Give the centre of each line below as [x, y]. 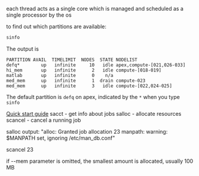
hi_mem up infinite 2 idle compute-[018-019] [84, 70]
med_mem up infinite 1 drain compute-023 [76, 81]
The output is [22, 49]
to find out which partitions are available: [56, 27]
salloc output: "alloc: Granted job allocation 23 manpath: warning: [87, 131]
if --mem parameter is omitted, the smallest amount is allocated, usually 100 [100, 161]
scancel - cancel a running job [44, 120]
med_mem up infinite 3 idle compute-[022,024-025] [89, 86]
